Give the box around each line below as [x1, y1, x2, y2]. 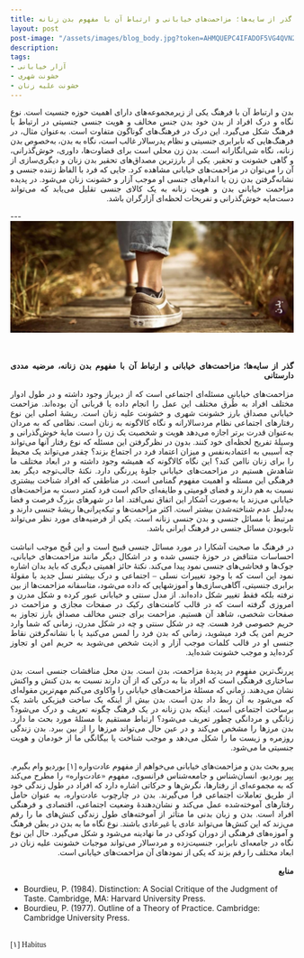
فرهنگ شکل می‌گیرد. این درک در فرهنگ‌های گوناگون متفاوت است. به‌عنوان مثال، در [10, 126, 294, 136]
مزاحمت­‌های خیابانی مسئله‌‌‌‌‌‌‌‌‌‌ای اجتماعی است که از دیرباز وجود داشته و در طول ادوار [10, 389, 294, 399]
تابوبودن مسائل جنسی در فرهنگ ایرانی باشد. [147, 523, 294, 533]
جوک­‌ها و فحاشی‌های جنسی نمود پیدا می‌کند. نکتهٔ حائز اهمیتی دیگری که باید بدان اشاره [10, 561, 294, 571]
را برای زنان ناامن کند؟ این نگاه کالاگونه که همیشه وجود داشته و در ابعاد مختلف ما [10, 456, 294, 466]
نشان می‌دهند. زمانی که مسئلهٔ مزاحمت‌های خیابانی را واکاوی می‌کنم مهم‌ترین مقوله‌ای [10, 686, 294, 695]
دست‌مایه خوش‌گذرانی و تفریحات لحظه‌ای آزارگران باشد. [106, 194, 294, 203]
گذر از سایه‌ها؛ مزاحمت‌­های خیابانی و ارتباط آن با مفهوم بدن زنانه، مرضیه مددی [10, 361, 294, 371]
